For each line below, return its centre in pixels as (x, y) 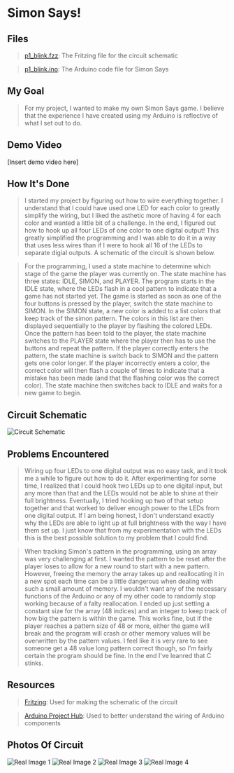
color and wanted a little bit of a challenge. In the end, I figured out (120, 223)
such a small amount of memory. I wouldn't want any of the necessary (125, 589)
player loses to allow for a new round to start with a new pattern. (117, 566)
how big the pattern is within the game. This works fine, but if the (118, 619)
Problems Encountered (58, 454)
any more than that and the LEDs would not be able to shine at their (121, 493)
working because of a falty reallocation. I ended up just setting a (117, 603)
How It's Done (38, 184)
